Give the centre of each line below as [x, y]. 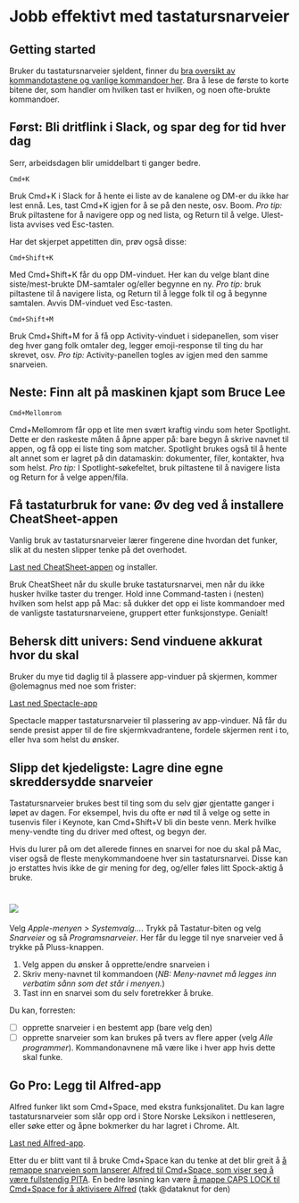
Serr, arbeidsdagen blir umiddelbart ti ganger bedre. [105, 163]
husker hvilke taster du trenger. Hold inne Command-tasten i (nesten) [137, 594]
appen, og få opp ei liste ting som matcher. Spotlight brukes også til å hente [148, 448]
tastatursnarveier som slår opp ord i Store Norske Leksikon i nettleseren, [142, 1116]
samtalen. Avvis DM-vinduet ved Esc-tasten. [91, 303]
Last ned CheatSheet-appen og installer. [83, 567]
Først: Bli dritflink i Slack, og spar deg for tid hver [148, 127]
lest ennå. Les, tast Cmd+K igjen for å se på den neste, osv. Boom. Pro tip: [146, 205]
